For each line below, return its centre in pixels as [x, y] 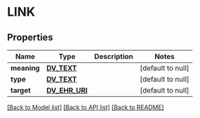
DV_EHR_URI [67, 90]
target [21, 90]
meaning [25, 68]
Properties [30, 37]
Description [114, 57]
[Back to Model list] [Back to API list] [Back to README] [86, 107]
